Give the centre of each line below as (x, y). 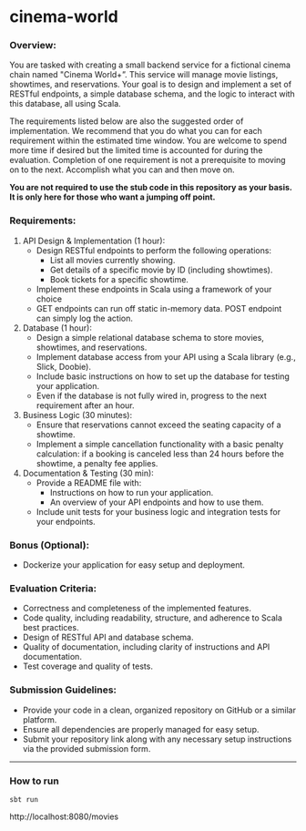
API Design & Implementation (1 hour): (94, 241)
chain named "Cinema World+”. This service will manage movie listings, (144, 75)
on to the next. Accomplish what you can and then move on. (122, 169)
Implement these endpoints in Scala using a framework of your (154, 289)
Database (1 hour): (57, 328)
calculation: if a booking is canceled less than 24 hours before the (160, 454)
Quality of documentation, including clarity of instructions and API (146, 647)
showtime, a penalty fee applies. (97, 463)
